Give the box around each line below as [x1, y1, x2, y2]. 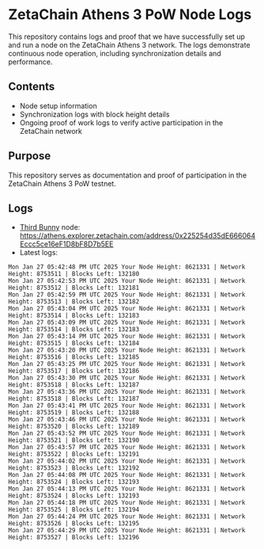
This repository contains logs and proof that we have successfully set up [8, 32, 245, 41]
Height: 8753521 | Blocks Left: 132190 [8, 437, 140, 444]
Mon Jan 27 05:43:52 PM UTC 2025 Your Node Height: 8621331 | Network [8, 429, 246, 437]
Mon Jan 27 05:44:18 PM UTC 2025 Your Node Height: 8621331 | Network [8, 499, 246, 507]
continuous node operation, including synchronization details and [8, 48, 221, 58]
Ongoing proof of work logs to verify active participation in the [19, 117, 224, 128]
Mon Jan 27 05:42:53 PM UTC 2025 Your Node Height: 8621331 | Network [8, 277, 246, 285]
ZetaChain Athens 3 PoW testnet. [8, 178, 116, 188]
